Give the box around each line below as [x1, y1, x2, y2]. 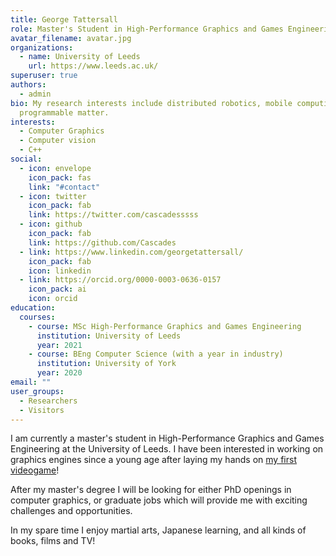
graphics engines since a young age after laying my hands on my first [10, 454, 297, 466]
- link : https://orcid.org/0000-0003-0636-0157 [19, 275, 222, 285]
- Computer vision [19, 136, 97, 146]
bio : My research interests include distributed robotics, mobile [10, 98, 293, 108]
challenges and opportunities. [10, 505, 133, 517]
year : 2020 [36, 368, 83, 378]
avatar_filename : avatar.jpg [10, 33, 132, 43]
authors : [10, 80, 47, 90]
